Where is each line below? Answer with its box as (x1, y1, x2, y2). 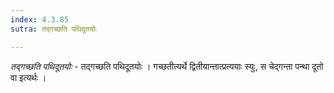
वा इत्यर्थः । (10, 71, 47, 83)
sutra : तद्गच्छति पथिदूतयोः (10, 24, 97, 34)
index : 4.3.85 (10, 14, 70, 25)
